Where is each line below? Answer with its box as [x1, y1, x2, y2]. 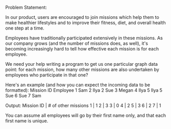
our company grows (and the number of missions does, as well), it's [5, 40, 148, 46]
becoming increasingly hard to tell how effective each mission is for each [5, 46, 159, 51]
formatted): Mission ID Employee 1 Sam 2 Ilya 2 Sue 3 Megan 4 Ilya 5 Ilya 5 [5, 87, 162, 93]
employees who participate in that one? [5, 72, 88, 78]
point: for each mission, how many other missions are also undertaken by [5, 66, 159, 72]
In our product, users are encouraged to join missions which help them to [5, 14, 159, 20]
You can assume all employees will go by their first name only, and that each [5, 112, 166, 118]
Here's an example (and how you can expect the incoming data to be [5, 82, 151, 88]
